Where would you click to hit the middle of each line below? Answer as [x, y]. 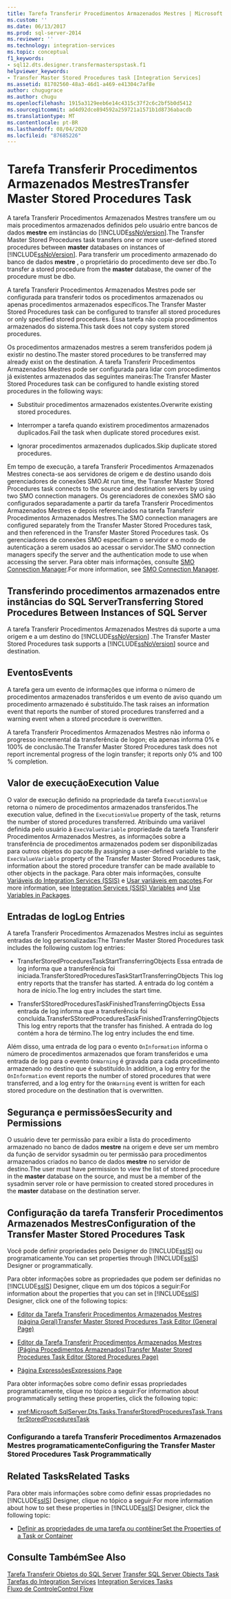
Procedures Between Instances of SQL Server [107, 612]
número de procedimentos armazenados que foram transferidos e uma [108, 1054]
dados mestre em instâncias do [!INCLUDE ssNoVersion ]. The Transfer [106, 232]
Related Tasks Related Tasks [69, 1477]
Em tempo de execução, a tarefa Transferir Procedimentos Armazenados [111, 467]
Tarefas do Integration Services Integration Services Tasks [90, 1581]
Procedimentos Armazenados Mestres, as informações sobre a [96, 836]
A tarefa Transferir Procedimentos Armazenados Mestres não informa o [109, 732]
